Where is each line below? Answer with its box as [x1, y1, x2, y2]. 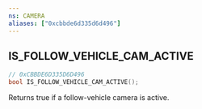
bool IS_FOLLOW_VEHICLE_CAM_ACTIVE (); [8, 78, 139, 86]
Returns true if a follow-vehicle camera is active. [8, 93, 170, 103]
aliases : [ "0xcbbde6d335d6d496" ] [8, 19, 121, 27]
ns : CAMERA [8, 11, 45, 20]
